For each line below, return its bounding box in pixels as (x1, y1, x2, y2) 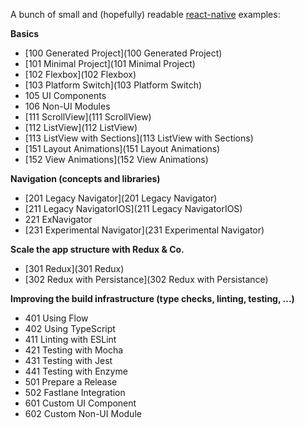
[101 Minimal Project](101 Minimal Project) (24, 58, 196, 69)
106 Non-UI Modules (24, 100, 111, 112)
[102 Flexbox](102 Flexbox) (24, 69, 137, 80)
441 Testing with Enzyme (24, 365, 128, 377)
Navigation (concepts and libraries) (10, 173, 161, 184)
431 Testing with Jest (24, 355, 113, 366)
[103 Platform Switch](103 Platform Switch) (24, 79, 203, 91)
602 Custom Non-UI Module (24, 408, 142, 419)
